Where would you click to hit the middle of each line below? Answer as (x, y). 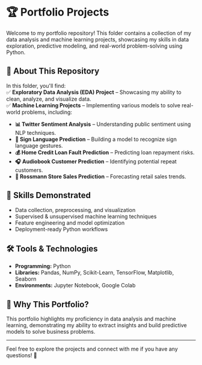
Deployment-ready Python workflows (61, 229)
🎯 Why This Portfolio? (47, 304)
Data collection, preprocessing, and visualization (75, 210)
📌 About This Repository (53, 71)
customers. (29, 170)
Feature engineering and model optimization (70, 223)
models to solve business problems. (51, 332)
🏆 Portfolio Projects (58, 12)
